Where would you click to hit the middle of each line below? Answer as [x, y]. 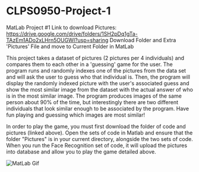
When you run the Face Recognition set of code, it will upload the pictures [97, 145]
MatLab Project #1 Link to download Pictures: [61, 27]
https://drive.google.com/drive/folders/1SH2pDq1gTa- [72, 33]
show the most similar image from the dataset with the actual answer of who [99, 89]
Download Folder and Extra [143, 40]
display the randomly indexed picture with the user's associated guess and [98, 83]
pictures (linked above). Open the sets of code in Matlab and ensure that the [99, 133]
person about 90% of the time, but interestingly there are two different [92, 102]
